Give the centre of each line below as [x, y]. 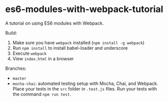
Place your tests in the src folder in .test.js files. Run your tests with [85, 88]
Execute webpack [30, 53]
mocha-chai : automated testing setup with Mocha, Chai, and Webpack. [85, 83]
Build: [11, 33]
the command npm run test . [42, 94]
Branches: [16, 68]
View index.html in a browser [43, 58]
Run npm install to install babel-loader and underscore [70, 48]
